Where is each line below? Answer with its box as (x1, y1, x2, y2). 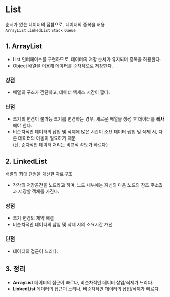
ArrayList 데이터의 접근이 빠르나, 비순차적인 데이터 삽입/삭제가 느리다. (12, 279, 154, 285)
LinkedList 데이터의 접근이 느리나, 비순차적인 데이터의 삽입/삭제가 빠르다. (12, 286, 160, 292)
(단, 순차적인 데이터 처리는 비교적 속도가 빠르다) (12, 142, 108, 148)
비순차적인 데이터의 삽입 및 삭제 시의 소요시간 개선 (12, 222, 113, 228)
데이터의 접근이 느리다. (12, 248, 58, 254)
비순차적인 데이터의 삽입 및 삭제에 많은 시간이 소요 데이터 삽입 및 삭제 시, (12, 129, 158, 135)
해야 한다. (12, 122, 32, 129)
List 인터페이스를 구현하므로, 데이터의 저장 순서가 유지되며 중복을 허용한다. (12, 56, 161, 62)
